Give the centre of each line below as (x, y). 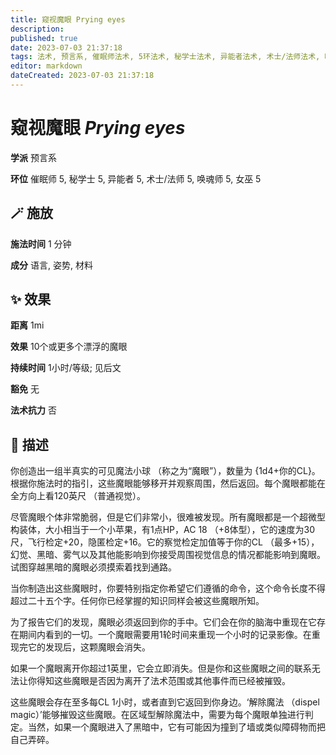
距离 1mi (27, 325)
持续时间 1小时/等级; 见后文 (66, 368)
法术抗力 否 (33, 410)
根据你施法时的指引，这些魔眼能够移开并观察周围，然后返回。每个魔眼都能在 (168, 483)
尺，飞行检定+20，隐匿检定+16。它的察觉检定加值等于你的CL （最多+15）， (165, 542)
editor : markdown (46, 66)
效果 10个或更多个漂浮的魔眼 (69, 347)
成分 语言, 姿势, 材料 (51, 265)
